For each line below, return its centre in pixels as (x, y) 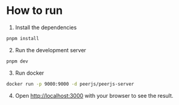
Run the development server (51, 50)
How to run (35, 11)
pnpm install (23, 38)
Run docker (29, 73)
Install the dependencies (46, 27)
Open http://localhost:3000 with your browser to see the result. (94, 95)
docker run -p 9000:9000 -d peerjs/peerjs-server (70, 84)
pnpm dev (17, 61)
